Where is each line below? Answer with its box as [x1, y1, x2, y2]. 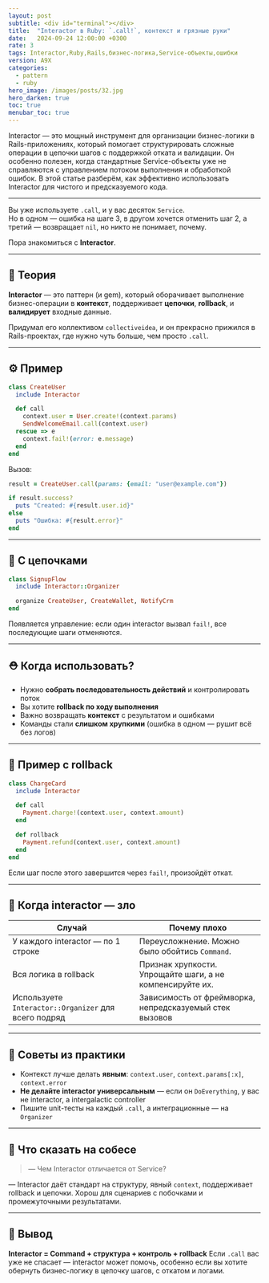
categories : [8, 64, 48, 72]
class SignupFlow [8, 575, 66, 583]
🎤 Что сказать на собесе [8, 1142, 137, 1156]
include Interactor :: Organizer [15, 583, 120, 591]
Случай [56, 923, 87, 934]
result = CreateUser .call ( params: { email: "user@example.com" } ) [8, 479, 227, 488]
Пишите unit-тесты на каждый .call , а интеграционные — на [19, 1103, 230, 1113]
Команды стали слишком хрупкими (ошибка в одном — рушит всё [19, 719, 252, 728]
